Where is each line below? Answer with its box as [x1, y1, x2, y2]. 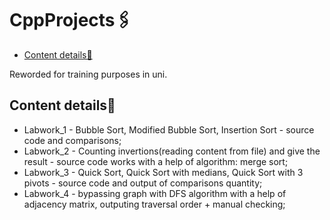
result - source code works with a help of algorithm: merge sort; [23, 155, 289, 167]
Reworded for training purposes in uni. [9, 68, 168, 80]
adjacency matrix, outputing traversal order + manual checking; [23, 198, 286, 210]
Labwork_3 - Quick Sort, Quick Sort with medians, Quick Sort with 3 [23, 166, 304, 178]
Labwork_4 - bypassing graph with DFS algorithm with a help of [23, 187, 287, 199]
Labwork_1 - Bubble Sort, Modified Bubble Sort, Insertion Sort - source [23, 123, 315, 136]
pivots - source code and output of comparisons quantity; [23, 177, 263, 189]
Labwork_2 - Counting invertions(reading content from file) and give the [23, 145, 321, 157]
